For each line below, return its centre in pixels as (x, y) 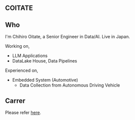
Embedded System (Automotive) (45, 80)
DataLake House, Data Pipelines (45, 61)
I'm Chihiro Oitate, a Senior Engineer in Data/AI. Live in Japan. (67, 37)
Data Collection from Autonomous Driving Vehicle (70, 85)
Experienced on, (22, 70)
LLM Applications (30, 56)
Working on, (17, 46)
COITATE (19, 8)
